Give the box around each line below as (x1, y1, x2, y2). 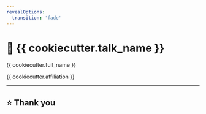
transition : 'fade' (12, 15, 62, 21)
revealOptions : (6, 9, 45, 15)
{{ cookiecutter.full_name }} (6, 61, 77, 69)
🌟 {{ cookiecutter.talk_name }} (6, 41, 165, 55)
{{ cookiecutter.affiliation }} (6, 73, 75, 80)
